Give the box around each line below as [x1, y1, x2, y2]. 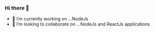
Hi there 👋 [5, 4, 30, 11]
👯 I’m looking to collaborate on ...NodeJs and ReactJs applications [12, 21, 150, 27]
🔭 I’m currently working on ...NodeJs [12, 16, 89, 22]
